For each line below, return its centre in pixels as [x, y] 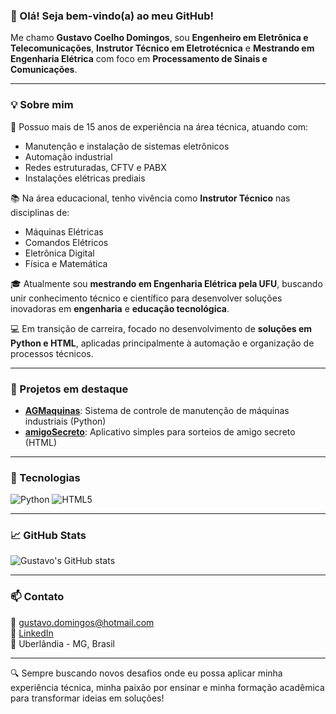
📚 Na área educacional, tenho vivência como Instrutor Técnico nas [150, 198]
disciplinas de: [40, 212]
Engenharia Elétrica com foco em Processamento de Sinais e [139, 59]
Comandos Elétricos [66, 242]
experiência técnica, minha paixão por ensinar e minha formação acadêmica [167, 687]
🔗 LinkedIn [32, 633]
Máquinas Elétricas [64, 231]
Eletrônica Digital [59, 253]
